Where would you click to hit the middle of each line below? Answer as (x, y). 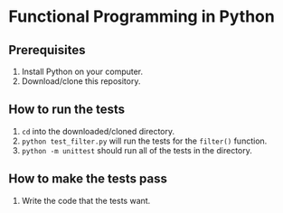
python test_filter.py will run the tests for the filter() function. (144, 141)
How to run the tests (67, 110)
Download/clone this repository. (81, 81)
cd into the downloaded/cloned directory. (98, 131)
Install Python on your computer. (82, 71)
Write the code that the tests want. (86, 200)
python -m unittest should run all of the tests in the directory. (137, 150)
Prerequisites (47, 50)
